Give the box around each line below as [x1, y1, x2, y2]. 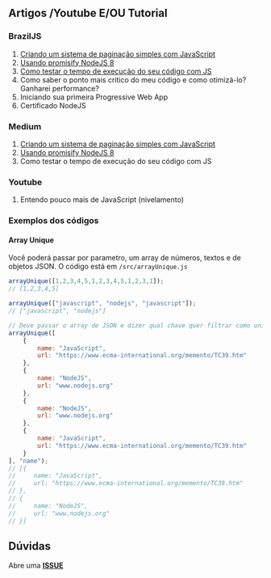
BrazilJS [8, 31, 42, 42]
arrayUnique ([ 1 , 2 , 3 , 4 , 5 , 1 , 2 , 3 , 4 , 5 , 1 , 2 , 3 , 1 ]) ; [8, 277, 165, 285]
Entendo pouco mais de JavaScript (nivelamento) [19, 195, 184, 205]
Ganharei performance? [19, 83, 99, 93]
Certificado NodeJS [19, 100, 86, 110]
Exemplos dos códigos [8, 215, 99, 226]
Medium [8, 120, 42, 132]
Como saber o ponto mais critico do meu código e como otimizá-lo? [19, 74, 247, 84]
